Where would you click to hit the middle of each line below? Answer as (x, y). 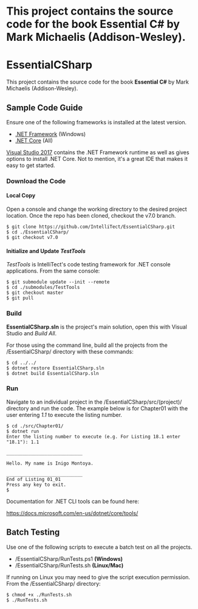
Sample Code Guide (45, 108)
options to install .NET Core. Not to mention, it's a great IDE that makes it (97, 158)
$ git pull (20, 298)
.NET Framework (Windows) (50, 134)
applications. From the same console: (53, 271)
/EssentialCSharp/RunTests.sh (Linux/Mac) (69, 565)
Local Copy (21, 196)
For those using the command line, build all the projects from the (87, 345)
